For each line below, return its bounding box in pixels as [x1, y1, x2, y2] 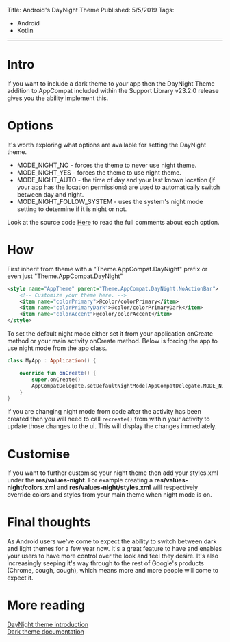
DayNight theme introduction [7, 620, 89, 629]
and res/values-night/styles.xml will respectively [57, 483, 199, 492]
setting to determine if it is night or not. [16, 205, 127, 213]
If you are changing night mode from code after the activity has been [7, 408, 202, 416]
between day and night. [16, 190, 84, 198]
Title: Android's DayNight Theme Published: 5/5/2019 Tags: [7, 6, 175, 14]
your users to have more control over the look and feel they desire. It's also [7, 552, 219, 560]
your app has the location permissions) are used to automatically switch [16, 183, 220, 191]
